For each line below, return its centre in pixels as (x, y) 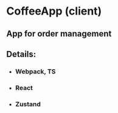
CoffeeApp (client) (54, 11)
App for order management (59, 34)
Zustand (28, 104)
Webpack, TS (35, 71)
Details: (21, 54)
